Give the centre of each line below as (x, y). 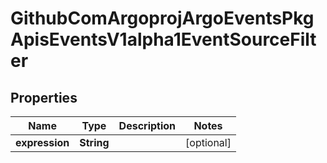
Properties (44, 97)
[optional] (208, 142)
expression (42, 142)
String (94, 142)
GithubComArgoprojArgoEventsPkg (162, 18)
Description (147, 125)
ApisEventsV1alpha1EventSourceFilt (163, 39)
